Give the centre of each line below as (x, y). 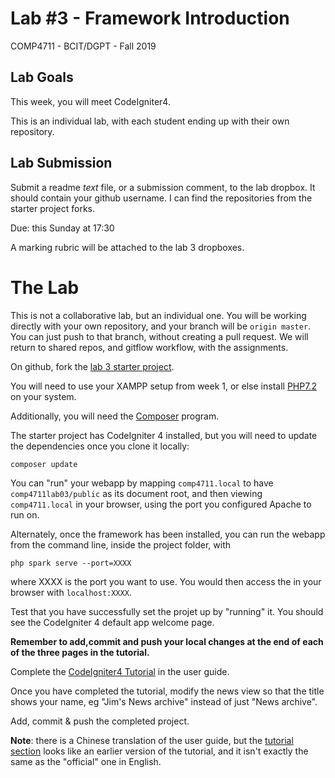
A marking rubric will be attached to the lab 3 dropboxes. (127, 247)
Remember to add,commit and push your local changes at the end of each (167, 641)
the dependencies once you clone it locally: (100, 446)
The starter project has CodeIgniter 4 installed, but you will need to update (164, 435)
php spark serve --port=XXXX (71, 563)
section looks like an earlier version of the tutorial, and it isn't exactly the (159, 751)
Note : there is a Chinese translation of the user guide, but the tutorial (152, 740)
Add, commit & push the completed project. (100, 721)
